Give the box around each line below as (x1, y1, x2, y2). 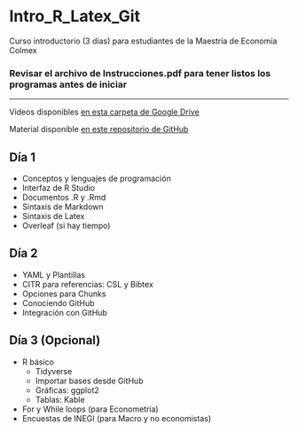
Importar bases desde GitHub (35, 375, 144, 386)
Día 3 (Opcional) (9, 333, 101, 348)
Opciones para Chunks (21, 288, 106, 299)
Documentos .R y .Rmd (21, 192, 106, 203)
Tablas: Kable (35, 394, 86, 405)
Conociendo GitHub (21, 297, 95, 308)
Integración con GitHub (21, 307, 108, 318)
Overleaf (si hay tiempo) (21, 220, 111, 232)
